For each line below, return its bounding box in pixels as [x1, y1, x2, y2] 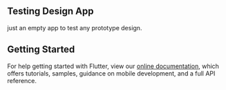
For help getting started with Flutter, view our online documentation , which [7, 62, 220, 70]
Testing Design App [7, 5, 94, 17]
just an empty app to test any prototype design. [7, 23, 142, 32]
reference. [7, 76, 37, 85]
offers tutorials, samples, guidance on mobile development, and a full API [7, 69, 216, 78]
